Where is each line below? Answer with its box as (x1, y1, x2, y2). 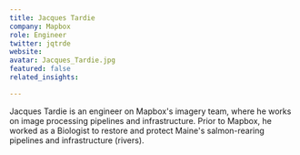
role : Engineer (9, 30, 67, 39)
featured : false (9, 65, 71, 74)
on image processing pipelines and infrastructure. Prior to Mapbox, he (9, 115, 273, 126)
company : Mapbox (9, 22, 71, 31)
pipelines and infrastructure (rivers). (9, 134, 145, 146)
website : (9, 47, 43, 57)
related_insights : (9, 73, 79, 82)
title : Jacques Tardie (9, 13, 95, 23)
